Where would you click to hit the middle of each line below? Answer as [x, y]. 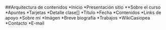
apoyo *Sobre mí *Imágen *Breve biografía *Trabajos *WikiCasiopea [78, 18]
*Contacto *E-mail [25, 23]
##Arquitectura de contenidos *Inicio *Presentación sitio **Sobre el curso [83, 7]
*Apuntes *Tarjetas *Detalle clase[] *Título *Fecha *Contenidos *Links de [83, 12]
